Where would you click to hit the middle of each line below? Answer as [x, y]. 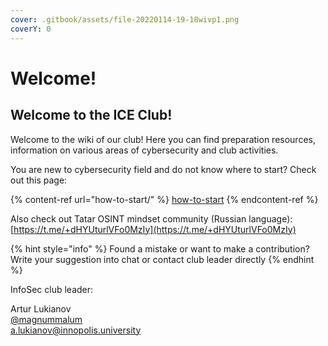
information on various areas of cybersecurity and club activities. [144, 150]
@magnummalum [46, 319]
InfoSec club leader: [52, 289]
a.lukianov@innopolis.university [76, 330]
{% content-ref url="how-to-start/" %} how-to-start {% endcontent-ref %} [164, 199]
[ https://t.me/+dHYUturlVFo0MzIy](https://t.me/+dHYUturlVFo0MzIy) [153, 229]
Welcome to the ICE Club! [91, 115]
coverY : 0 [31, 29]
